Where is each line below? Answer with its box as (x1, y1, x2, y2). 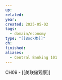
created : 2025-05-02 (5, 21, 49, 27)
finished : (5, 45, 26, 50)
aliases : (5, 50, 24, 55)
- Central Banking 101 (10, 55, 57, 60)
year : (5, 17, 17, 22)
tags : (5, 26, 17, 32)
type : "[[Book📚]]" (5, 36, 46, 41)
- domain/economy (10, 31, 46, 36)
